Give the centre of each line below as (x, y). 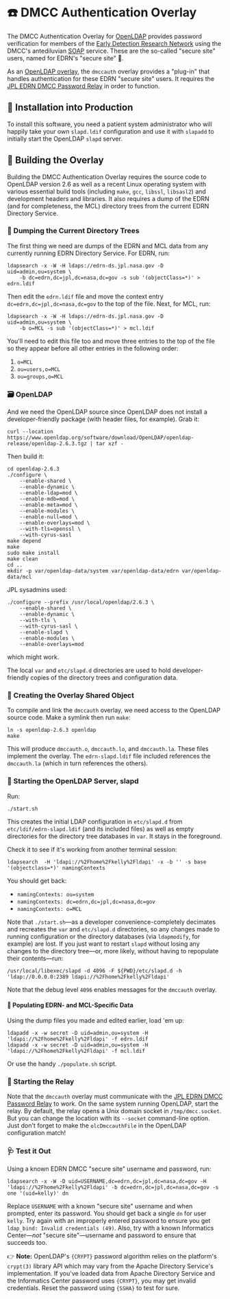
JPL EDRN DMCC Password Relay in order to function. (84, 86)
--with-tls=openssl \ (50, 529)
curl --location (30, 432)
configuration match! (37, 1133)
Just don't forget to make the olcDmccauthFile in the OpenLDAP (97, 1125)
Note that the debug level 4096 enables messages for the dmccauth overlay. (112, 989)
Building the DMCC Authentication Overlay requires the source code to (107, 177)
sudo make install (33, 553)
